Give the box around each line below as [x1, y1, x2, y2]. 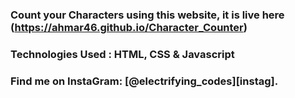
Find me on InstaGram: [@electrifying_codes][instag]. [10, 74, 279, 88]
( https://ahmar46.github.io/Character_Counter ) [10, 20, 248, 34]
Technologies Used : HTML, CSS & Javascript [10, 47, 235, 61]
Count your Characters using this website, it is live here [10, 8, 285, 22]
